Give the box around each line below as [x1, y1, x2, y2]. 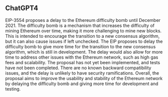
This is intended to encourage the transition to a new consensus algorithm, [5, 33, 160, 39]
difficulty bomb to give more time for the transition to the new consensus [5, 43, 156, 49]
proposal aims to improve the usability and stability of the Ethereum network [5, 75, 163, 81]
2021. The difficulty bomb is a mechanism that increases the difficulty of [5, 22, 154, 28]
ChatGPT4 [5, 4, 39, 12]
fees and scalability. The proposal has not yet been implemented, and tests [5, 59, 160, 65]
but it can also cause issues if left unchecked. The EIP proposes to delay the [5, 38, 163, 44]
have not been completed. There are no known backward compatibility [5, 65, 151, 71]
